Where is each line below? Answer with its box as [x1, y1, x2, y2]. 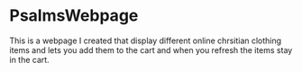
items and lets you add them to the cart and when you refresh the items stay [9, 44, 293, 55]
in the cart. [9, 54, 50, 65]
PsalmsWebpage [9, 5, 139, 26]
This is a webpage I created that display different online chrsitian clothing [9, 35, 282, 46]
